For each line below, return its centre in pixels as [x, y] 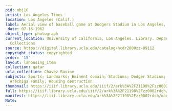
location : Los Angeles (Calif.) [40, 19]
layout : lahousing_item [31, 62]
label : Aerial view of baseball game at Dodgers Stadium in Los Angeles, [86, 24]
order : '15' [18, 58]
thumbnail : [17, 86]
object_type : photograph [32, 34]
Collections [23, 43]
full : [11, 91]
